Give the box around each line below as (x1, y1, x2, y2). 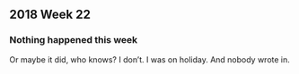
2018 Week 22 (9, 7, 92, 22)
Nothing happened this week (9, 34, 138, 46)
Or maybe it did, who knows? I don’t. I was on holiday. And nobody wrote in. (9, 53, 290, 65)
